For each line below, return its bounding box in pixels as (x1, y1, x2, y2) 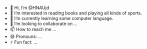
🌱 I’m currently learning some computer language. (9, 15, 113, 21)
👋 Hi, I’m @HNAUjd (9, 5, 49, 10)
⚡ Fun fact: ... (9, 39, 37, 45)
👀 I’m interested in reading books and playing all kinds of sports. (9, 10, 142, 16)
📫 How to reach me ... (9, 26, 56, 32)
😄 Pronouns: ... (9, 33, 42, 39)
